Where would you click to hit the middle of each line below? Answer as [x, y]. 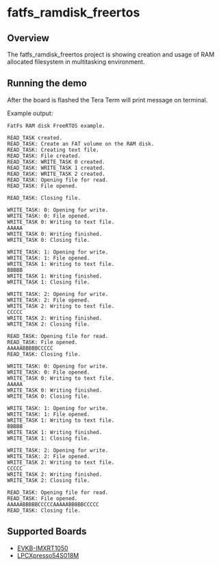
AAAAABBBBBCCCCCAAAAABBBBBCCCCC [53, 504]
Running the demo [47, 83]
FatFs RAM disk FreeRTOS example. [56, 126]
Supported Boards [47, 531]
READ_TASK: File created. [44, 156]
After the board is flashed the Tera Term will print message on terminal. [107, 100]
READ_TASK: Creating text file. [53, 150]
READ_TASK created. [35, 138]
